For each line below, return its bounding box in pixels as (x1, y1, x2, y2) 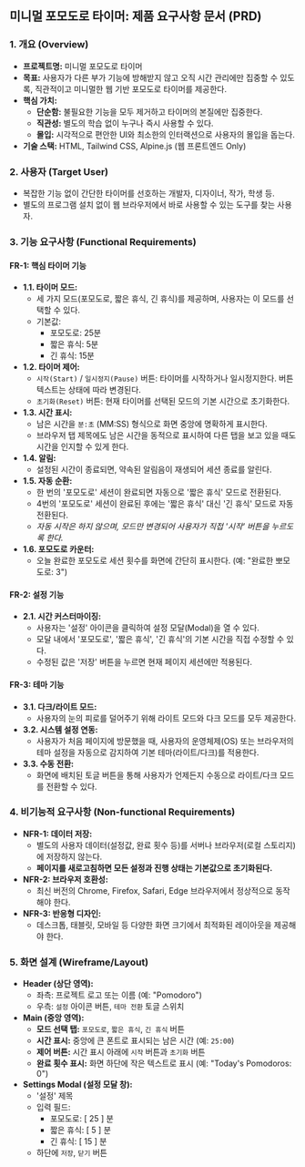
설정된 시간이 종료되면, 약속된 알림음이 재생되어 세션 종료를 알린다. (36, 464, 272, 476)
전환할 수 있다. (46, 781, 97, 792)
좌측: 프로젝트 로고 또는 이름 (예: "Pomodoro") (36, 989, 203, 1000)
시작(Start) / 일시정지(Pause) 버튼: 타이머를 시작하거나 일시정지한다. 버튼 (36, 373, 294, 384)
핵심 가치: (22, 95, 57, 106)
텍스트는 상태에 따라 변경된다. (36, 384, 141, 395)
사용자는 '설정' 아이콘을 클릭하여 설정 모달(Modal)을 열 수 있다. (36, 622, 259, 633)
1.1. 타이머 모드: (22, 282, 78, 293)
